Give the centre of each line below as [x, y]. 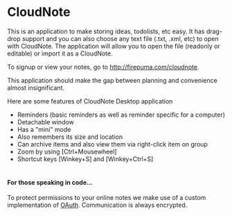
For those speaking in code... [50, 182]
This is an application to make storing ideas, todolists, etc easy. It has [106, 31]
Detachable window [46, 122]
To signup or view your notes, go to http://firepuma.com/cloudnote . [103, 67]
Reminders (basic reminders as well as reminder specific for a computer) [121, 115]
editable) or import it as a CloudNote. [60, 53]
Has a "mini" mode [44, 129]
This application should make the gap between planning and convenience [113, 80]
